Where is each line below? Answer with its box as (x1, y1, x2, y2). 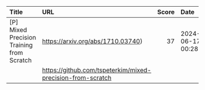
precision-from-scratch (41, 74, 112, 81)
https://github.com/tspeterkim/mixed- (41, 66, 151, 74)
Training (9, 41, 33, 49)
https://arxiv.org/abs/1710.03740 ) (41, 37, 143, 45)
